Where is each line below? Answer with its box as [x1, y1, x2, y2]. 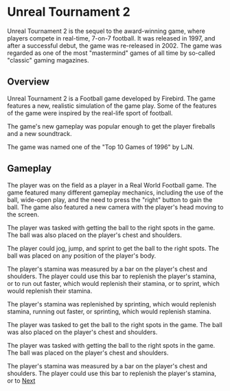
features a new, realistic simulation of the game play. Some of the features [7, 101, 217, 110]
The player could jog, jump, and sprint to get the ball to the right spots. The [7, 244, 220, 252]
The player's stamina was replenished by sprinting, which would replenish [7, 300, 216, 308]
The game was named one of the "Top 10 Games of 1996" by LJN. [7, 142, 194, 151]
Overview [7, 76, 50, 88]
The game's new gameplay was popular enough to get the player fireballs [7, 122, 216, 131]
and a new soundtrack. [7, 129, 72, 137]
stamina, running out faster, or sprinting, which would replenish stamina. [7, 307, 211, 315]
